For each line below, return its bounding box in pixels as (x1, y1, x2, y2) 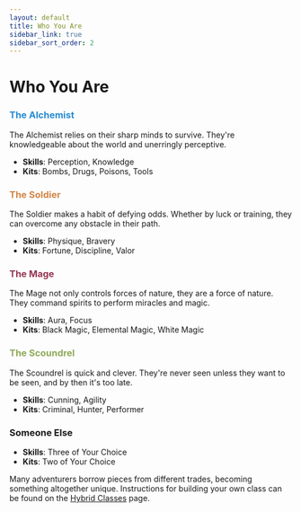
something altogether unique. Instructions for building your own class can (9, 482, 283, 494)
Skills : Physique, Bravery (22, 235, 116, 247)
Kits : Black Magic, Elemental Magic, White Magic (22, 324, 205, 335)
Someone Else (9, 426, 74, 438)
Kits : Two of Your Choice (22, 455, 116, 467)
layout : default (9, 13, 70, 22)
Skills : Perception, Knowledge (22, 156, 135, 167)
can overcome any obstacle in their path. (9, 218, 161, 229)
